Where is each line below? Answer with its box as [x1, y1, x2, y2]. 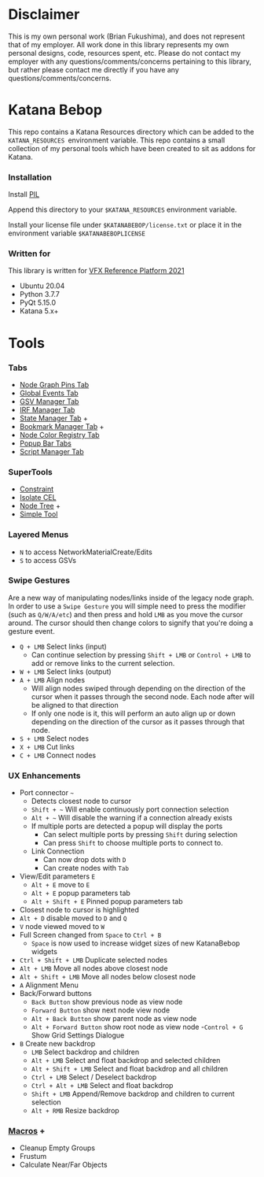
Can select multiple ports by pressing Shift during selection [42, 830, 238, 839]
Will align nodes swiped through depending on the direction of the [31, 683, 246, 693]
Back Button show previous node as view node [31, 997, 183, 1007]
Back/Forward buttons [19, 989, 92, 998]
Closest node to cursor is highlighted [19, 905, 139, 915]
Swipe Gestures [8, 575, 71, 586]
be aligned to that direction [31, 700, 119, 709]
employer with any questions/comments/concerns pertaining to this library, [8, 57, 251, 66]
